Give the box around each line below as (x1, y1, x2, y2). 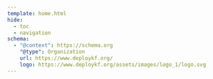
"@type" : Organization (19, 49, 85, 56)
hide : (7, 16, 23, 23)
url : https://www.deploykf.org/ (19, 55, 113, 62)
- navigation (13, 29, 51, 36)
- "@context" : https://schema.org (13, 42, 113, 49)
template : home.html (7, 10, 67, 17)
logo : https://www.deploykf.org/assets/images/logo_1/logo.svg (19, 61, 207, 68)
